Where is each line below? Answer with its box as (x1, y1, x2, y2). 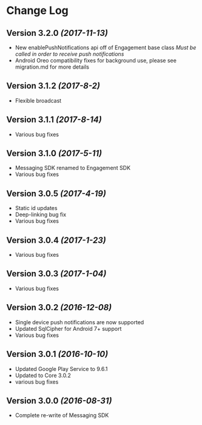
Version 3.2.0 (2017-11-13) (6, 28, 108, 38)
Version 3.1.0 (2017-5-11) (6, 148, 102, 158)
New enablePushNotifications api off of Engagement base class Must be (15, 44, 197, 51)
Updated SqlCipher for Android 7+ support (15, 325, 122, 332)
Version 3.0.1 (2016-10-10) (6, 349, 108, 359)
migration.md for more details (15, 63, 90, 70)
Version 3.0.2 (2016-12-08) (6, 302, 112, 313)
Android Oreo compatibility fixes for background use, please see (15, 57, 177, 64)
